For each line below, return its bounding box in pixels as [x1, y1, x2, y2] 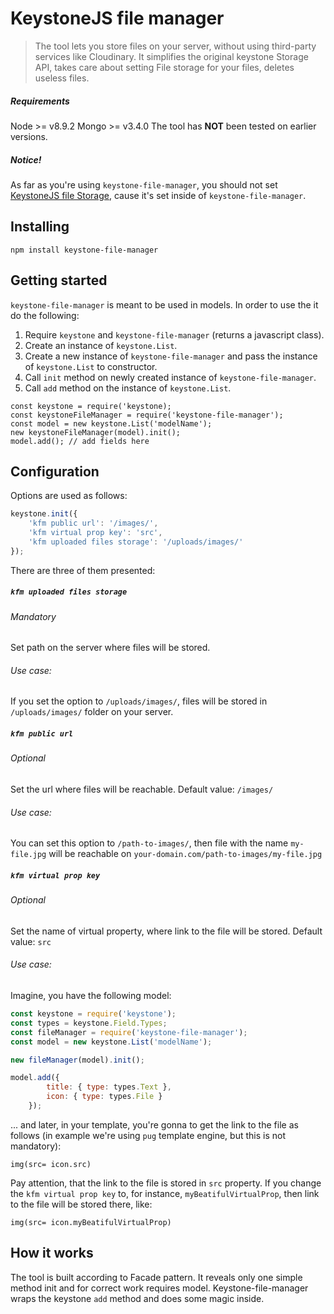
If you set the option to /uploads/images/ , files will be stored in [10, 695, 268, 707]
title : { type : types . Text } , [46, 1082, 172, 1092]
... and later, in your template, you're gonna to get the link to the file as [10, 1118, 299, 1131]
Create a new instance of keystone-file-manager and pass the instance [24, 350, 318, 362]
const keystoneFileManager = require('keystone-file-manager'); [10, 410, 284, 420]
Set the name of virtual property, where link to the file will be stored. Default [10, 925, 323, 937]
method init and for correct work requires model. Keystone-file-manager [10, 1282, 309, 1294]
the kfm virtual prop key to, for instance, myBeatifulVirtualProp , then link [10, 1187, 320, 1199]
